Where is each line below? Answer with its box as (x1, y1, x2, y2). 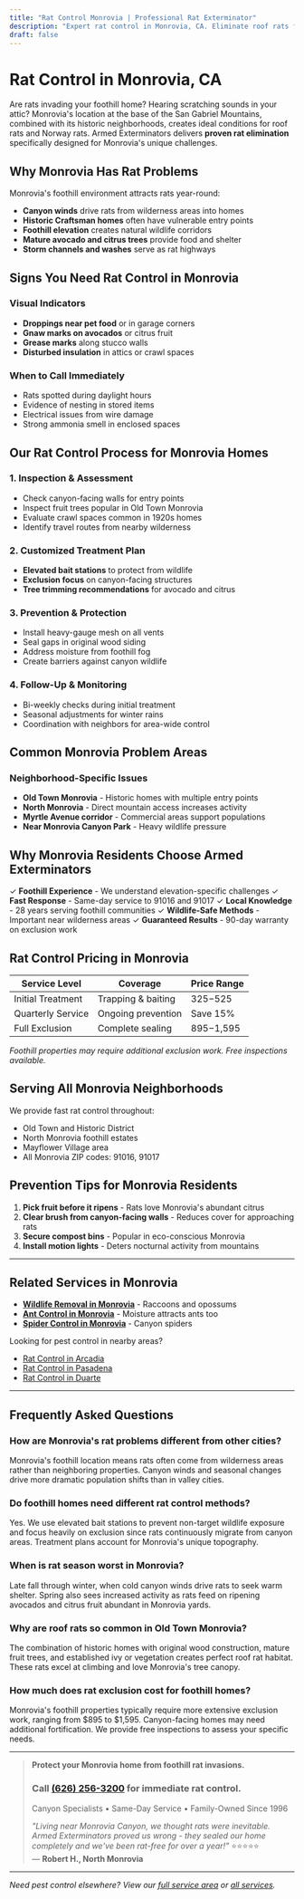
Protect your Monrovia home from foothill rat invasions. (31, 1760, 245, 1770)
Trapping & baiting (98, 993, 176, 1005)
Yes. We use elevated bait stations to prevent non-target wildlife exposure (9, 1518, 285, 1529)
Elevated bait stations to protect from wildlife (22, 565, 193, 576)
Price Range (190, 977, 244, 990)
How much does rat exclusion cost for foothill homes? (9, 1683, 252, 1696)
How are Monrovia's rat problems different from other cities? (9, 1434, 282, 1447)
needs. (9, 1733, 35, 1744)
